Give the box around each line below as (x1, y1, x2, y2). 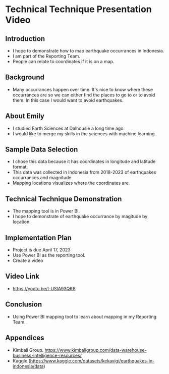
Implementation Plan (5, 233, 72, 242)
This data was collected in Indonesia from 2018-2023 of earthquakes (12, 169, 156, 175)
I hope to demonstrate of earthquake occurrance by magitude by (12, 213, 148, 220)
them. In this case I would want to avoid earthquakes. (12, 97, 124, 103)
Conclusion (5, 300, 42, 309)
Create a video (12, 257, 43, 263)
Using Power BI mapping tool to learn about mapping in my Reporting (12, 313, 157, 319)
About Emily (5, 112, 44, 121)
